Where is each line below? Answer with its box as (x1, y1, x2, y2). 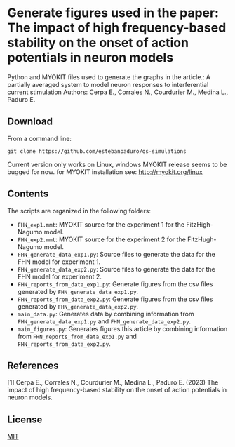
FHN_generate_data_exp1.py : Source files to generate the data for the (17, 250, 215, 258)
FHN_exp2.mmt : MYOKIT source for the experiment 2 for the (17, 235, 186, 243)
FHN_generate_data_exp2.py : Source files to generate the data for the (17, 265, 215, 273)
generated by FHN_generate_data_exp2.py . (17, 302, 139, 310)
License (7, 413, 43, 425)
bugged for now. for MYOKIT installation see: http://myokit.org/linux (7, 167, 203, 176)
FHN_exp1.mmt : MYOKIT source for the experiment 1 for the (17, 220, 184, 229)
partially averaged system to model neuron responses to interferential (7, 80, 209, 88)
